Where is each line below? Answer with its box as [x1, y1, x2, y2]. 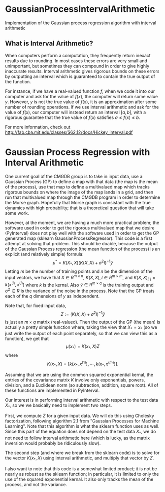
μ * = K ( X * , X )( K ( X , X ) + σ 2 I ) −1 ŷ [52, 259, 113, 267]
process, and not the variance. [5, 482, 67, 487]
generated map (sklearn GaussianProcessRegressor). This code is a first [5, 235, 153, 241]
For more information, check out [5, 124, 70, 130]
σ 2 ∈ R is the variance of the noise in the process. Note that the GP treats [5, 287, 155, 294]
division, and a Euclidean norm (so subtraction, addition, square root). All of [5, 382, 159, 388]
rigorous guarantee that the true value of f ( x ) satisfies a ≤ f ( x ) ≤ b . [5, 114, 140, 120]
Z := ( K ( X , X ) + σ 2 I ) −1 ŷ [61, 310, 105, 317]
